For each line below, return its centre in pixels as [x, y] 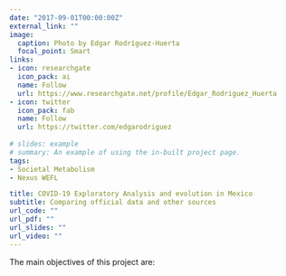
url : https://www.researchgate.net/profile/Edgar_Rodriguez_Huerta [148, 93]
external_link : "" [44, 26]
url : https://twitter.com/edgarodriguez [95, 128]
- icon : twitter [40, 102]
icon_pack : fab [46, 110]
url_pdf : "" [32, 219]
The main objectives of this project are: [82, 262]
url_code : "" [34, 211]
